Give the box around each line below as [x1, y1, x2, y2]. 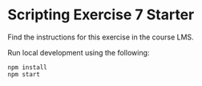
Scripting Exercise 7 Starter [7, 6, 195, 24]
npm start [7, 70, 41, 78]
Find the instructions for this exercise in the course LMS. [7, 32, 194, 42]
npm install [7, 63, 47, 72]
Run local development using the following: [7, 47, 150, 57]
